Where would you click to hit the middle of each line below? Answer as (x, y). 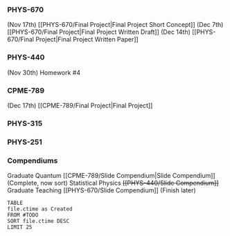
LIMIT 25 (20, 227)
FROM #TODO (23, 215)
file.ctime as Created (40, 209)
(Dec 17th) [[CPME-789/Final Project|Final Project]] (80, 105)
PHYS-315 (25, 123)
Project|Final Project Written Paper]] (87, 39)
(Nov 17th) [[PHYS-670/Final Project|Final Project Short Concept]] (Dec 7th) (115, 25)
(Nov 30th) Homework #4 (44, 72)
